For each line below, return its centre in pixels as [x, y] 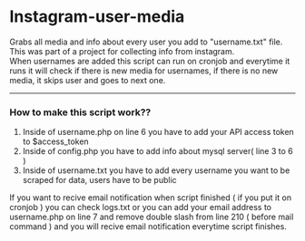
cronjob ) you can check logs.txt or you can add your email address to [141, 207]
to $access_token [55, 141]
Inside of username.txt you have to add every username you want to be [156, 170]
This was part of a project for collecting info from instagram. [122, 51]
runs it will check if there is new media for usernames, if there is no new [144, 71]
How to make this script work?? [80, 112]
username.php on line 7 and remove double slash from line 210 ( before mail [152, 217]
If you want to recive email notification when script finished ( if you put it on [151, 198]
